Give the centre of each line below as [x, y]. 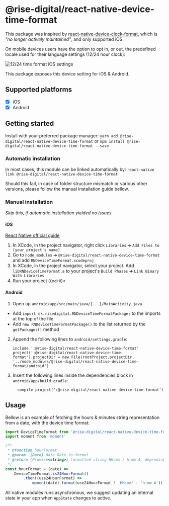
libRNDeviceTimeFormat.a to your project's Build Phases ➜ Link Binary [86, 271]
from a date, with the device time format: [47, 423]
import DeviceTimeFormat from [37, 432]
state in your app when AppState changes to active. [58, 498]
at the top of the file [33, 318]
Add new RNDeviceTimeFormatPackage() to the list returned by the [79, 324]
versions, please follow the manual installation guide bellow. [67, 189]
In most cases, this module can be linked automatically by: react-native [80, 169]
